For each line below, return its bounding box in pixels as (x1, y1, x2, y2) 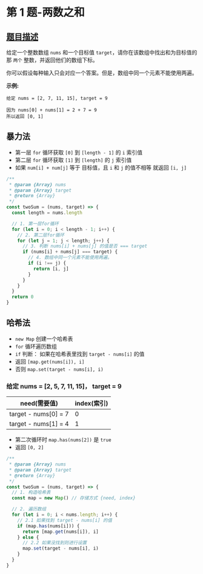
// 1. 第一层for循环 (12, 221, 59, 227)
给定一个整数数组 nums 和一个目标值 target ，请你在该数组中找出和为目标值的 (6, 49, 198, 56)
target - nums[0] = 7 (9, 410, 69, 418)
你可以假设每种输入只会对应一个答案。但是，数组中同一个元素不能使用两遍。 (6, 69, 198, 76)
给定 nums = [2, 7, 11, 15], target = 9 (6, 95, 108, 101)
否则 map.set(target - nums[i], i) (15, 365, 104, 373)
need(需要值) (20, 399, 59, 408)
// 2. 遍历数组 (12, 506, 47, 512)
